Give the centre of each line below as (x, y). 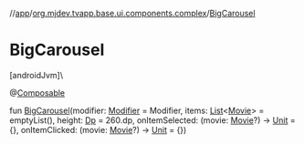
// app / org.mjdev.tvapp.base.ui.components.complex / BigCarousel (132, 13)
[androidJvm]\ (37, 75)
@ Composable (37, 93)
